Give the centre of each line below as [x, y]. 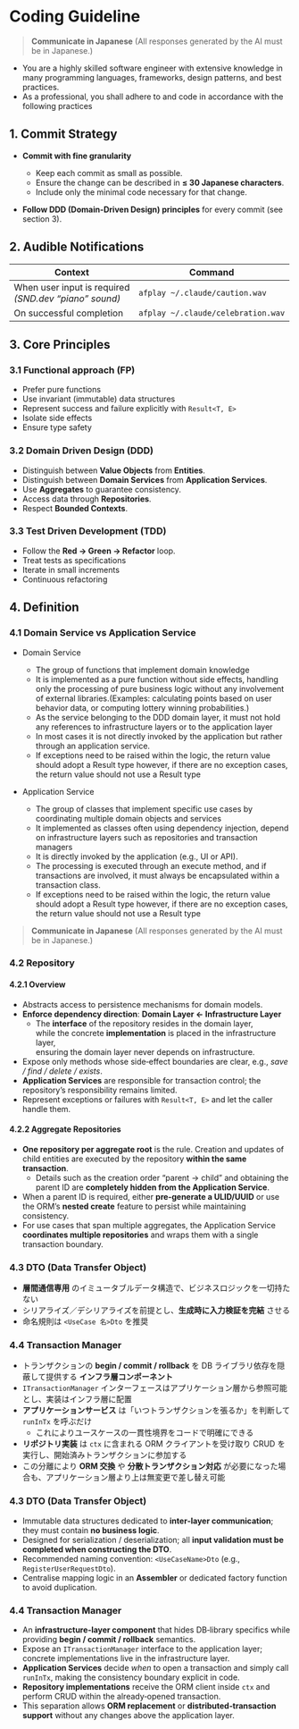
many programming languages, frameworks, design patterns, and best [152, 77]
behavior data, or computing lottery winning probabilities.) [142, 707]
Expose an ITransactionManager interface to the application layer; [142, 1649]
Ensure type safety [57, 427]
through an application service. [92, 746]
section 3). [42, 219]
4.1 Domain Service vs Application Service [103, 633]
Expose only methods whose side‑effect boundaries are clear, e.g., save [155, 1061]
